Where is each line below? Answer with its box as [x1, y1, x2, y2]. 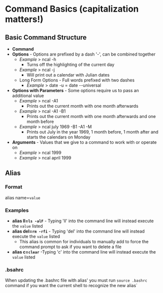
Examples [5, 207, 29, 214]
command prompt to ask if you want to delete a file [19, 244, 122, 250]
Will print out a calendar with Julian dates [26, 72, 110, 78]
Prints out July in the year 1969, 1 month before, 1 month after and [26, 129, 159, 135]
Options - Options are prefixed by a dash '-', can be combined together [12, 51, 156, 57]
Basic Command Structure [5, 33, 87, 41]
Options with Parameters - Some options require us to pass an [12, 88, 139, 93]
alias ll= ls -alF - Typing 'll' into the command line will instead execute [12, 218, 154, 224]
